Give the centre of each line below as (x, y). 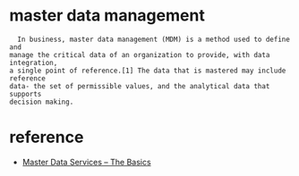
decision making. (42, 102)
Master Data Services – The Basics (86, 162)
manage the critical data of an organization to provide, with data (140, 54)
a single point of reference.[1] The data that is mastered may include (148, 71)
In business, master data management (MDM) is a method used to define (154, 39)
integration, (34, 63)
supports (26, 94)
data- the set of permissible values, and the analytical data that (140, 86)
